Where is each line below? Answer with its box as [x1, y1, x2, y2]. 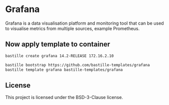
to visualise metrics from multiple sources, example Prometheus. [5, 25, 140, 31]
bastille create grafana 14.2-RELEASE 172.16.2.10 [5, 53, 114, 58]
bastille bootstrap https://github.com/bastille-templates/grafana [5, 62, 150, 67]
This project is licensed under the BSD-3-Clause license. [5, 94, 124, 100]
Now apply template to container [5, 40, 110, 49]
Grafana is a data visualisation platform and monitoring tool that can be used [5, 20, 164, 26]
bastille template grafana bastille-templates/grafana [5, 67, 123, 72]
